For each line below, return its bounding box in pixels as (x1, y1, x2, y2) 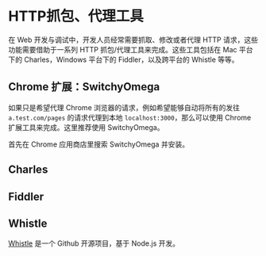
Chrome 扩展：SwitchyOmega (8, 80, 160, 94)
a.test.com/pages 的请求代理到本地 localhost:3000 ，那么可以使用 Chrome (8, 113, 252, 122)
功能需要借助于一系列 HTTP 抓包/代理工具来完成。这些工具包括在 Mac (8, 44, 237, 54)
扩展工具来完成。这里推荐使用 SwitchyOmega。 (8, 122, 164, 132)
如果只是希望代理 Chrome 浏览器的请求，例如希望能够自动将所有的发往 (8, 102, 241, 112)
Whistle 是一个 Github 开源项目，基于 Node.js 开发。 (8, 239, 180, 248)
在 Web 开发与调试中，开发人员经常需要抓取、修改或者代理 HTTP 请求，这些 (8, 35, 258, 44)
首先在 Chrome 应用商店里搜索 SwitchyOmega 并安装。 (8, 139, 189, 149)
